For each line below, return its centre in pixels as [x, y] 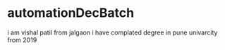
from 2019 [22, 39]
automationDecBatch [71, 13]
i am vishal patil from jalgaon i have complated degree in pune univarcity [112, 32]
